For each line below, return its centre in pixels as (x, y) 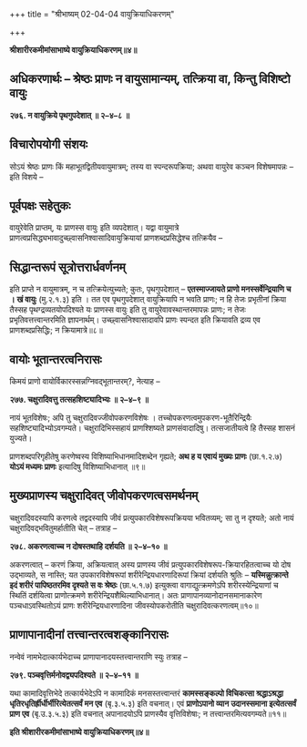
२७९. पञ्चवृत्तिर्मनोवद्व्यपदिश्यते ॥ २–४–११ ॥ (74, 675)
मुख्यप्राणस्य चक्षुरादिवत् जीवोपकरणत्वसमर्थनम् (104, 496)
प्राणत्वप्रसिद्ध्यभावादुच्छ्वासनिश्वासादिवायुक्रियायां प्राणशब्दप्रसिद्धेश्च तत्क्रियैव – (116, 238)
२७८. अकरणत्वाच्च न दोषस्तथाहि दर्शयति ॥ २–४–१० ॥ (88, 546)
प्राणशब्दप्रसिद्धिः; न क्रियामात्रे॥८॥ (56, 330)
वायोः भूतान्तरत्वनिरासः (56, 359)
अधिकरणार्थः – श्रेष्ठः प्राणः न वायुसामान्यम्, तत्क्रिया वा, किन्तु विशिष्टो (150, 79)
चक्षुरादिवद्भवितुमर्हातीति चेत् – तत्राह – (63, 527)
